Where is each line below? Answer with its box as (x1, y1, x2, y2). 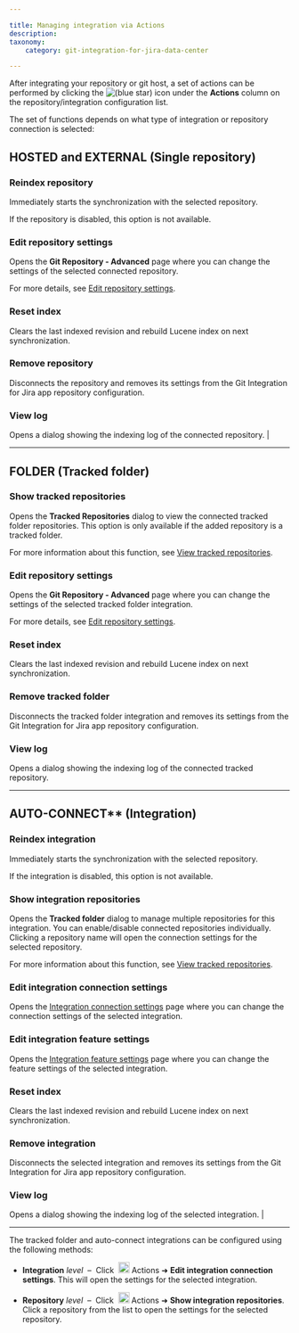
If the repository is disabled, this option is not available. (9, 213, 212, 224)
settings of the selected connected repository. (9, 266, 179, 276)
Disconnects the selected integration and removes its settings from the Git (9, 1157, 282, 1168)
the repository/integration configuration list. (9, 97, 169, 108)
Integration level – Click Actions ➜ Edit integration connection (21, 1265, 273, 1276)
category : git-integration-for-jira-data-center (25, 45, 209, 54)
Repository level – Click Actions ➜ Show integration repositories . (21, 1295, 285, 1306)
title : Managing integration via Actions (9, 21, 166, 29)
